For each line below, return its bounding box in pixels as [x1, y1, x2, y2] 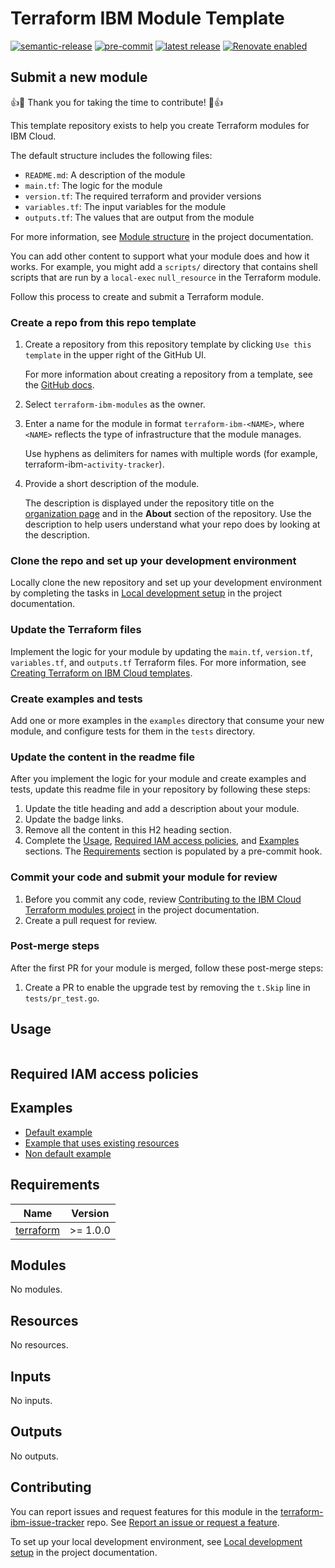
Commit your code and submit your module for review [10, 870, 278, 884]
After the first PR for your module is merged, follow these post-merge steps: [10, 962, 324, 974]
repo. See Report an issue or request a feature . [86, 1516, 280, 1528]
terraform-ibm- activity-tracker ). [24, 458, 165, 471]
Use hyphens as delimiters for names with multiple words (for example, [24, 448, 318, 460]
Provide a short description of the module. [24, 478, 200, 490]
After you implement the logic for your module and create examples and [10, 773, 307, 785]
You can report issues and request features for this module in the [10, 1505, 279, 1517]
